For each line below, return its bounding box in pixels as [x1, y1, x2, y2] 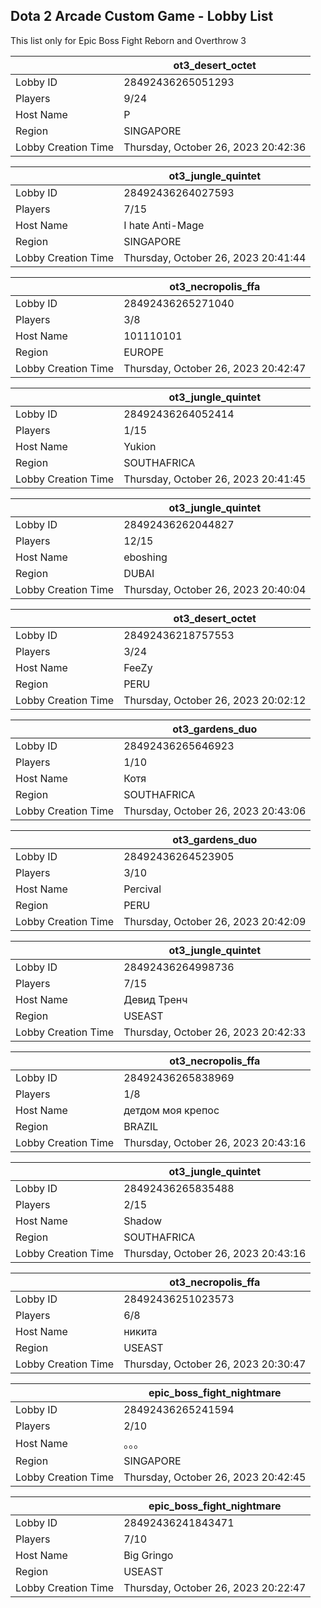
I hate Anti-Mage [123, 218, 205, 232]
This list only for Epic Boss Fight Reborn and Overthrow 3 [10, 34, 247, 46]
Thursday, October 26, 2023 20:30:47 [123, 1357, 307, 1371]
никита [123, 1324, 158, 1338]
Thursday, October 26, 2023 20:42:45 [123, 1470, 307, 1484]
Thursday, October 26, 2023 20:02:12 [123, 693, 307, 707]
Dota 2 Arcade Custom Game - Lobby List [10, 8, 274, 25]
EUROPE [123, 345, 165, 359]
